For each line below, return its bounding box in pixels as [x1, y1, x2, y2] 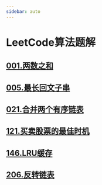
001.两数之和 [6, 61, 54, 71]
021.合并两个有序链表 [6, 104, 84, 115]
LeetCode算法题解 [6, 36, 96, 49]
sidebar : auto [6, 8, 41, 15]
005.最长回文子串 [6, 83, 70, 93]
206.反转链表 [6, 170, 55, 180]
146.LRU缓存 [6, 148, 53, 158]
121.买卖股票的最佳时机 [6, 126, 90, 136]
